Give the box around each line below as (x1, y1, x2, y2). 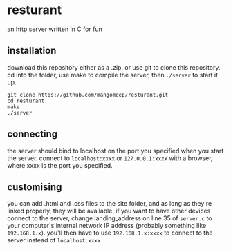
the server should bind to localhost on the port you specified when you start (7, 146, 224, 155)
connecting (7, 128, 57, 140)
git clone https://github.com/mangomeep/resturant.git (7, 91, 169, 98)
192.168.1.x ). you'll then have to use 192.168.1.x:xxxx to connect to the (7, 229, 213, 237)
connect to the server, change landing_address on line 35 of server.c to (7, 214, 212, 222)
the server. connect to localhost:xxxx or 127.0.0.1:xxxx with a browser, (7, 154, 213, 162)
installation (7, 45, 57, 57)
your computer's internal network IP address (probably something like (7, 222, 207, 230)
